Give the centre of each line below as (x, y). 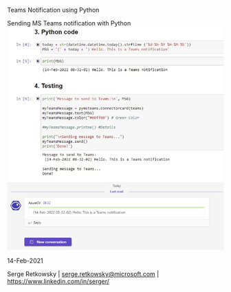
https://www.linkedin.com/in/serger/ (58, 282)
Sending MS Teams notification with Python (69, 23)
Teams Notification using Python (53, 10)
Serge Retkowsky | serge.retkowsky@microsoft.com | (83, 274)
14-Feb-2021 (25, 261)
